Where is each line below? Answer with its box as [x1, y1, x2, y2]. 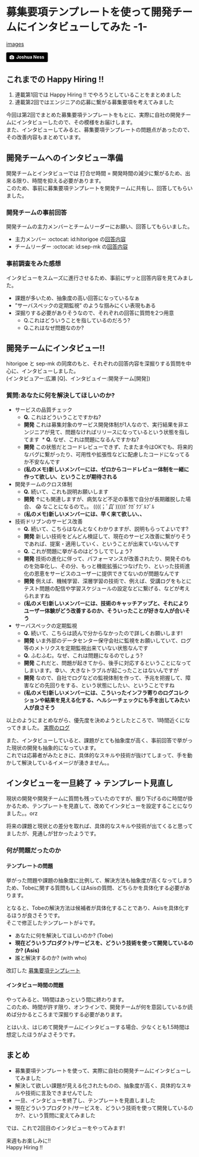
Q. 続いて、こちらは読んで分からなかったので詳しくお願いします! [23, 629, 183, 636]
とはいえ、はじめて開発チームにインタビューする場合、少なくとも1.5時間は [6, 1023, 190, 1031]
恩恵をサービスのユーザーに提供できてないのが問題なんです [34, 570, 180, 577]
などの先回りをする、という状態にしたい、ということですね [29, 682, 175, 689]
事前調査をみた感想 [6, 260, 61, 268]
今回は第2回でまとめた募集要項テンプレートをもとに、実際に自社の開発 [6, 111, 181, 119]
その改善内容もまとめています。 [6, 133, 84, 141]
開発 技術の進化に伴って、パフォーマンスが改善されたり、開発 [23, 555, 176, 562]
